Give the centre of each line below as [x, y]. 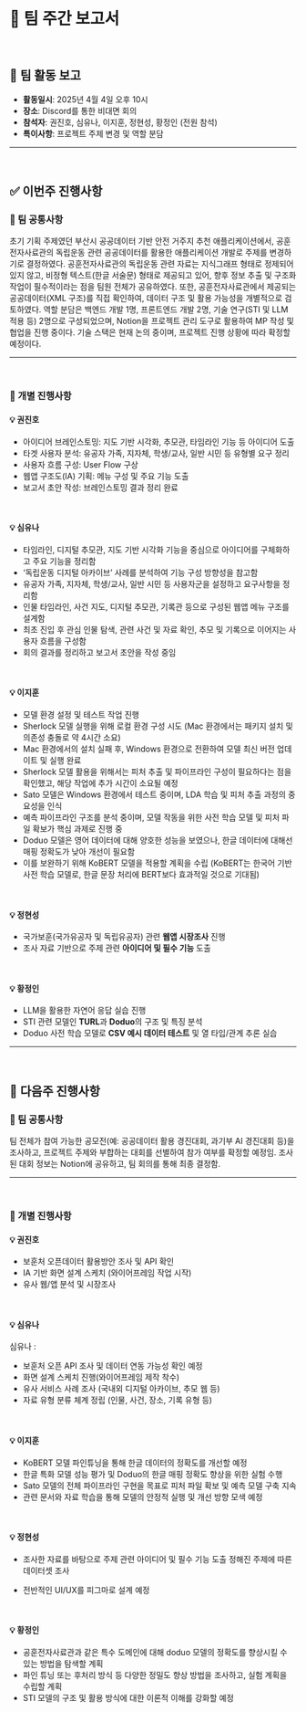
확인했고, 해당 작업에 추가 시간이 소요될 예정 [101, 782]
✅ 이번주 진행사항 [56, 191]
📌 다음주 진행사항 [55, 1091]
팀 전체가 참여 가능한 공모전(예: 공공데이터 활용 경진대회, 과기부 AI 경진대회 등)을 [152, 1141]
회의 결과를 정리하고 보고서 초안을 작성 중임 [99, 652]
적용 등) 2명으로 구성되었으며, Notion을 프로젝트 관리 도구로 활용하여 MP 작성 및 [152, 321]
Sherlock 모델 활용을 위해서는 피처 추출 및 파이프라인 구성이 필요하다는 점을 [157, 772]
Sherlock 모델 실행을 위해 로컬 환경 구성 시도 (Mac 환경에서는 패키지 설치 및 [158, 726]
